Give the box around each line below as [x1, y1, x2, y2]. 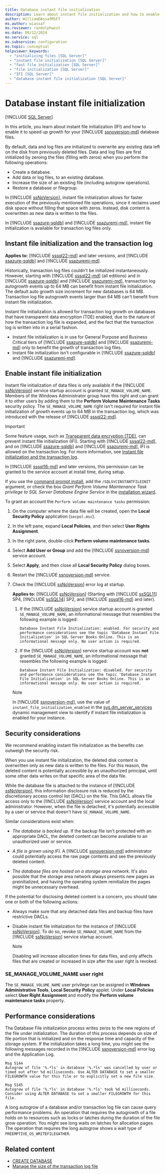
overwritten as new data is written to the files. [5, 210, 98, 216]
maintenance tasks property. [5, 998, 65, 1004]
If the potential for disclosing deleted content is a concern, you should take [5, 894, 157, 900]
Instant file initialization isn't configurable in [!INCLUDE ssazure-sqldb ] [12, 349, 156, 355]
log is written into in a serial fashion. [5, 324, 78, 330]
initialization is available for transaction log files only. [5, 225, 112, 231]
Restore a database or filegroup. [12, 185, 78, 191]
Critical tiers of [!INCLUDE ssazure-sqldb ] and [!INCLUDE [12, 339, 129, 345]
